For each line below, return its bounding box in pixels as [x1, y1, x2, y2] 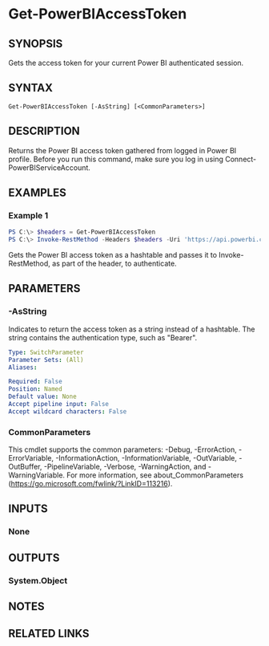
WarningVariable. [8, 470, 66, 480]
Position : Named [8, 385, 62, 393]
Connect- [225, 154, 257, 164]
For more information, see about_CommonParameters [66, 470, 244, 480]
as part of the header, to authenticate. [51, 258, 178, 269]
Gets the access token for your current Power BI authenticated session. [8, 58, 244, 67]
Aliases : [8, 363, 38, 372]
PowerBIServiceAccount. [8, 162, 90, 173]
